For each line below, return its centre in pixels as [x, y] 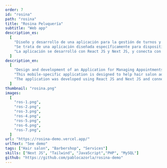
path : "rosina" [21, 19]
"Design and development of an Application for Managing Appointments [89, 70]
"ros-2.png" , [28, 107]
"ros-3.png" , [28, 112]
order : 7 [14, 10]
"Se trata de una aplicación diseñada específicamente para [78, 47]
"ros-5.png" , [28, 121]
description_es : [22, 33]
